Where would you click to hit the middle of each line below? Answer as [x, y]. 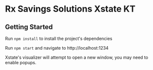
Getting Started [29, 27]
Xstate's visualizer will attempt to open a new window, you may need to [77, 57]
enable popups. [21, 62]
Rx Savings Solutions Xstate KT [70, 9]
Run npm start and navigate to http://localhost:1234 [57, 48]
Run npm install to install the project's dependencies [59, 38]
